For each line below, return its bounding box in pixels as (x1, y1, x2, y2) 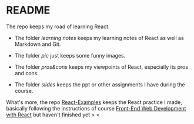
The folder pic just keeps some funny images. (14, 52, 126, 59)
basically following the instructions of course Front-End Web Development (6, 105, 186, 112)
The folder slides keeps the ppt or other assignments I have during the (14, 81, 185, 88)
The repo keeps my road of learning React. (6, 23, 110, 30)
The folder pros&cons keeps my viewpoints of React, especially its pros (14, 63, 189, 71)
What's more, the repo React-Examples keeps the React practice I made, (6, 98, 182, 106)
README (6, 4, 51, 17)
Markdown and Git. (14, 41, 61, 48)
